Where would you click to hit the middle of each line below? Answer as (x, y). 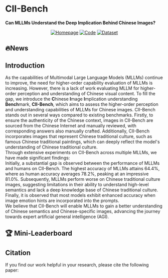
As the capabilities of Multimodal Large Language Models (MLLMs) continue (84, 78)
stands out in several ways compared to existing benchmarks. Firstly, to (79, 115)
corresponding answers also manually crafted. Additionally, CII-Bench (77, 131)
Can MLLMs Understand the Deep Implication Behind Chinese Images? (80, 23)
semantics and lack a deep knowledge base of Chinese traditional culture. (82, 190)
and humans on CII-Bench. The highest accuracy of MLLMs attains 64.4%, (82, 169)
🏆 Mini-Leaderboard (39, 233)
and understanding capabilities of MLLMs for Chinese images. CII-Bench (80, 110)
